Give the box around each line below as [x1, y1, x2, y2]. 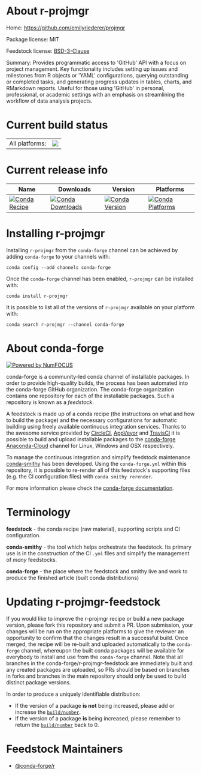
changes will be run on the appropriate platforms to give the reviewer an [6, 627, 184, 635]
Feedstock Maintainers [6, 742, 123, 756]
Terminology [6, 505, 71, 519]
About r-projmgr [6, 4, 90, 18]
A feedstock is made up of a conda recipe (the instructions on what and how [6, 410, 195, 417]
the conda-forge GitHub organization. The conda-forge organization [6, 385, 175, 393]
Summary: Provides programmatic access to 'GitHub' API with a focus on [6, 59, 187, 66]
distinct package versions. [6, 678, 71, 686]
